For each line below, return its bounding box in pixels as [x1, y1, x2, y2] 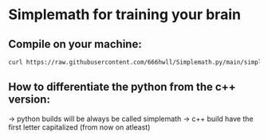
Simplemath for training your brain [8, 6, 242, 24]
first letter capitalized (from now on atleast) [8, 122, 151, 132]
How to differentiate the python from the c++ [8, 80, 236, 94]
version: [8, 93, 50, 107]
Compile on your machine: [8, 37, 142, 51]
